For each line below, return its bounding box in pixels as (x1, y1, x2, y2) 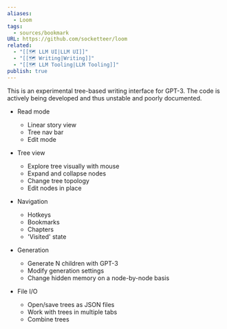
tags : (7, 23, 23, 30)
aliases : (7, 10, 32, 17)
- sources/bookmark (13, 29, 69, 36)
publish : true (7, 67, 48, 74)
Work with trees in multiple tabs (27, 308, 118, 316)
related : (7, 42, 32, 49)
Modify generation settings (27, 266, 105, 275)
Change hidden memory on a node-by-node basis (27, 273, 170, 282)
